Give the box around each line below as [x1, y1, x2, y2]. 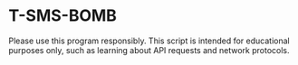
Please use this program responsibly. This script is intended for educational [8, 35, 291, 46]
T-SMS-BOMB [8, 5, 117, 26]
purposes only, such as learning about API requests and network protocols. [8, 44, 291, 55]
